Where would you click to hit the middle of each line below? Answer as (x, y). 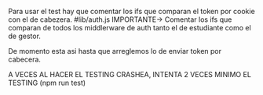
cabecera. (25, 59)
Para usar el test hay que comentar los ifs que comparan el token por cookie (131, 11)
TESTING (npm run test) (47, 83)
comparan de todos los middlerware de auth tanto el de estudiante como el (130, 28)
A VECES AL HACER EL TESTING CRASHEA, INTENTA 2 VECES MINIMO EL (130, 74)
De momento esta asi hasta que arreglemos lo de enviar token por (115, 51)
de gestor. (25, 36)
